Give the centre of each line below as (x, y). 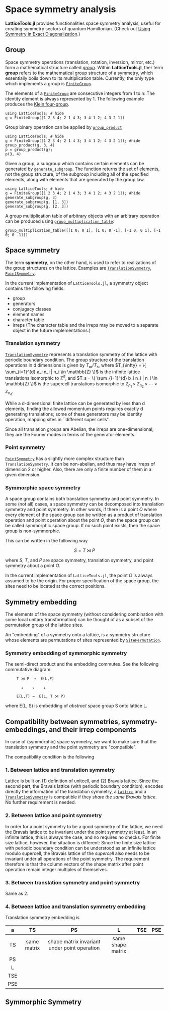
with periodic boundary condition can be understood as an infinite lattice (80, 848)
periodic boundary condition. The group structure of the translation (75, 360)
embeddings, (26, 729)
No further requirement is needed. (41, 802)
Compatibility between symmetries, (63, 721)
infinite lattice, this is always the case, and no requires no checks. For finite (83, 837)
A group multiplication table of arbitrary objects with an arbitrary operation (82, 216)
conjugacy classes (32, 309)
